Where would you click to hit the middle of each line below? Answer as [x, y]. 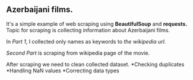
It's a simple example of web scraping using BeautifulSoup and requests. [97, 24]
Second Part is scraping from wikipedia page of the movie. [78, 53]
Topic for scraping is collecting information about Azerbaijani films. [88, 30]
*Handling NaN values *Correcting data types [63, 71]
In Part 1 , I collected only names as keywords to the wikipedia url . [86, 41]
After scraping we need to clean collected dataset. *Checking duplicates [95, 64]
